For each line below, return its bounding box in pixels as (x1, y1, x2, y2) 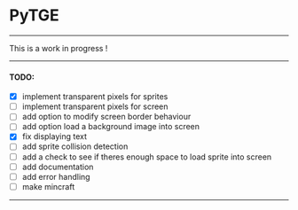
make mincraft (21, 181, 75, 191)
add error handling (21, 171, 90, 182)
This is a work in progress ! (9, 43, 108, 53)
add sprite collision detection (21, 141, 129, 152)
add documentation (21, 161, 94, 172)
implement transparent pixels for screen (21, 101, 169, 112)
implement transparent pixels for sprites (21, 91, 169, 102)
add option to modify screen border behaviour (21, 112, 192, 122)
